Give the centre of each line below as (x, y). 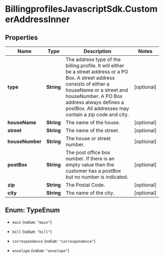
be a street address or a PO (97, 72)
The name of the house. (93, 122)
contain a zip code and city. (97, 115)
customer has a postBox (93, 171)
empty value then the (90, 165)
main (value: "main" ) (32, 222)
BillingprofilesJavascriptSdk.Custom (81, 9)
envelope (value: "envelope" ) (41, 250)
